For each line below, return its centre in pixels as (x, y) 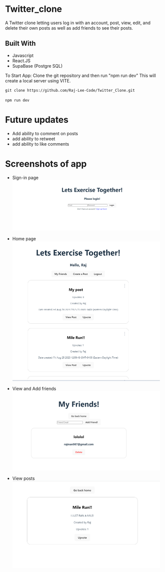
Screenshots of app (46, 164)
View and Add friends (34, 389)
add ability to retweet (34, 139)
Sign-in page (25, 177)
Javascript (23, 55)
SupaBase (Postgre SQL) (37, 66)
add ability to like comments (41, 144)
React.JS (21, 61)
